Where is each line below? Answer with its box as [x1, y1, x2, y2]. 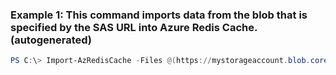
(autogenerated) [10, 33, 93, 47]
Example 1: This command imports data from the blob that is [10, 8, 308, 22]
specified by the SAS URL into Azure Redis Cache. [10, 20, 258, 34]
